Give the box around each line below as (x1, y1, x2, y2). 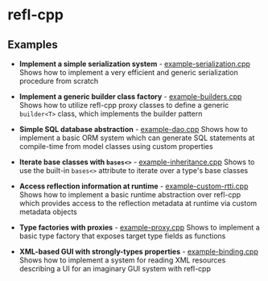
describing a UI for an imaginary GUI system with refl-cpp (19, 264, 211, 273)
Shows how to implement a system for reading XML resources (19, 255, 226, 265)
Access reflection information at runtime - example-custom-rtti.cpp (19, 181, 249, 191)
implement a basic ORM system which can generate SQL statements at (19, 133, 255, 143)
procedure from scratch (19, 76, 99, 85)
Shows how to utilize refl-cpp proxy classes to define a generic (19, 101, 229, 110)
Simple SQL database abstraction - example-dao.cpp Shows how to (19, 125, 249, 134)
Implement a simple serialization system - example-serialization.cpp (19, 59, 251, 68)
